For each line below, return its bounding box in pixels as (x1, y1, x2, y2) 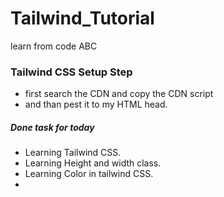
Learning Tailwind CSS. (24, 147, 122, 159)
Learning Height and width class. (24, 157, 162, 169)
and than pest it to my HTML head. (24, 98, 168, 111)
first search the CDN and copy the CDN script (24, 88, 214, 100)
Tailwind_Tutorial (10, 7, 155, 30)
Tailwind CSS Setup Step (10, 65, 133, 79)
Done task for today (10, 121, 95, 133)
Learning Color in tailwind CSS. (24, 168, 154, 180)
